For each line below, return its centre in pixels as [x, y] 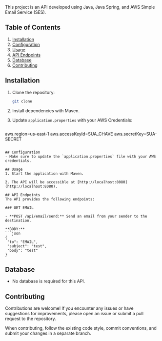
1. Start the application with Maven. [44, 173]
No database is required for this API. [49, 281]
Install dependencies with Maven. [46, 110]
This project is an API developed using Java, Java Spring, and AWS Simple [80, 7]
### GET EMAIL [20, 208]
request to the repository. [30, 319]
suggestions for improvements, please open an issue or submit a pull [74, 314]
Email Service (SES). [26, 12]
